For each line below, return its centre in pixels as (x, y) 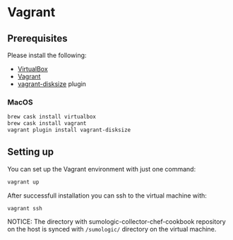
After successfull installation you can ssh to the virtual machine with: (107, 196)
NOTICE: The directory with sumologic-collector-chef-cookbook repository (116, 222)
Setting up (31, 152)
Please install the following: (47, 55)
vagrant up (23, 182)
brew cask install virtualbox (52, 117)
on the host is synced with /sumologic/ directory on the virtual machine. (112, 229)
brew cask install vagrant (47, 124)
